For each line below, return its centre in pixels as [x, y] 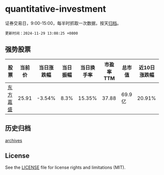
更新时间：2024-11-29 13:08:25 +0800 [41, 33]
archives [14, 140]
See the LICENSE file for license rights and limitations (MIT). [65, 168]
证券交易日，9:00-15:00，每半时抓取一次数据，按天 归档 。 [63, 23]
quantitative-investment [56, 9]
